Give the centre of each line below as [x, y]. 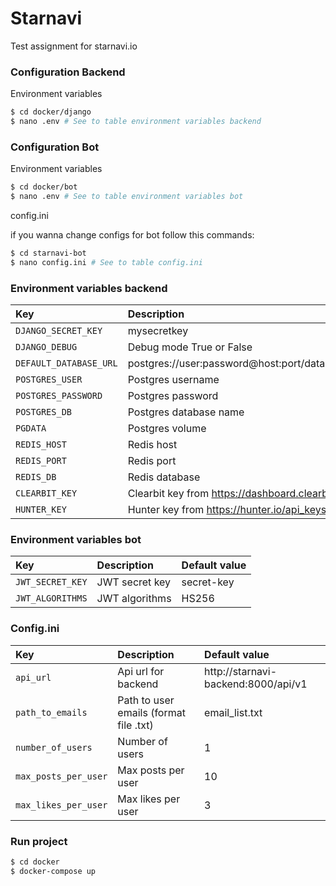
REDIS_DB [36, 477]
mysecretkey [158, 331]
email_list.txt [233, 712]
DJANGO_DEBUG [46, 347]
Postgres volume [167, 429]
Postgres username [173, 380]
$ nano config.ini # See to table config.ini [106, 262]
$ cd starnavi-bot [48, 253]
